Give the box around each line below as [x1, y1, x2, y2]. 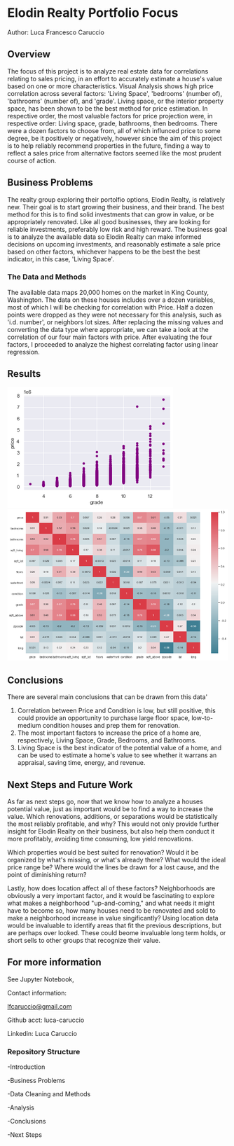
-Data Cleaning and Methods [7, 1090, 91, 1098]
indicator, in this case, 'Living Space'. [7, 254, 114, 263]
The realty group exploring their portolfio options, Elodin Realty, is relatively [7, 195, 226, 204]
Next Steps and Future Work [7, 779, 133, 791]
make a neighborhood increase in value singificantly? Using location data [7, 914, 219, 923]
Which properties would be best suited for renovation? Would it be [7, 848, 199, 857]
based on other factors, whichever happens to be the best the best [7, 247, 201, 256]
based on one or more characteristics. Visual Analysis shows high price [7, 82, 214, 90]
